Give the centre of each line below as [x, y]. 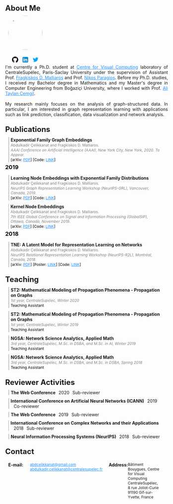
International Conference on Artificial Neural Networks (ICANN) [78, 401]
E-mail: [16, 465]
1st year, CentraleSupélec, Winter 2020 [45, 301]
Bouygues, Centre [144, 469]
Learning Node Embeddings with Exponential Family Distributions [80, 178]
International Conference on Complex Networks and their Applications [85, 423]
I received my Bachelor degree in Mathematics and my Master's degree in [86, 83]
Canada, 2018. [24, 259]
